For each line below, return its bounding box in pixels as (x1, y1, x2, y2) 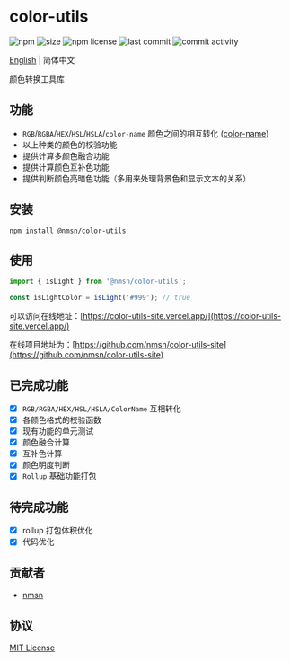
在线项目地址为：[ (9, 339, 76, 350)
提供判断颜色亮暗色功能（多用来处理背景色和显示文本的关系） (22, 172, 251, 183)
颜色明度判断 (22, 460, 70, 471)
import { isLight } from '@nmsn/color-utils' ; (9, 277, 187, 286)
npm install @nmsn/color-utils (9, 226, 127, 235)
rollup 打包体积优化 (22, 525, 93, 536)
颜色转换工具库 (9, 74, 65, 84)
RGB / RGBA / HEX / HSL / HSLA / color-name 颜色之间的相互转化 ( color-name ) (22, 128, 269, 138)
